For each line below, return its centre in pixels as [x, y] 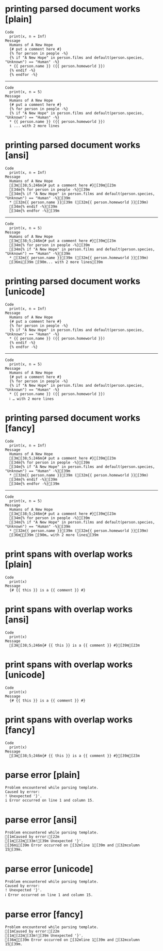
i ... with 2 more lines [34, 126]
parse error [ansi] [41, 820]
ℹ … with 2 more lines [32, 399]
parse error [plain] [42, 775]
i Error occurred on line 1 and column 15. [50, 801]
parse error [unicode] [49, 869]
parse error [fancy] [44, 914]
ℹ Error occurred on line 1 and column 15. [49, 895]
